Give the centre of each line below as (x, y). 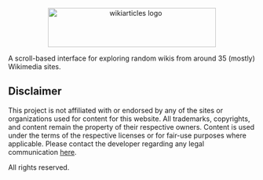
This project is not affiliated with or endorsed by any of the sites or (116, 110)
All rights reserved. (39, 167)
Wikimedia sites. (35, 66)
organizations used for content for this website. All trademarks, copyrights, (129, 119)
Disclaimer (35, 92)
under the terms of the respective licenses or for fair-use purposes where (128, 135)
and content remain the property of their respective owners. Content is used (131, 127)
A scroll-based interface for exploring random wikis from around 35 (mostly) (131, 58)
